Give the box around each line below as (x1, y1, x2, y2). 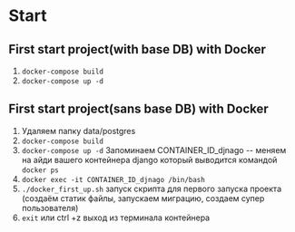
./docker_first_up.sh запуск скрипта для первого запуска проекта (21, 183, 282, 194)
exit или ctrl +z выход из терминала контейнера (21, 212, 211, 223)
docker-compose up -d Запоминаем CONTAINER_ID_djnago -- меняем (21, 144, 287, 155)
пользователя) (21, 202, 79, 213)
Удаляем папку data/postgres (21, 125, 136, 136)
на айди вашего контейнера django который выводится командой (21, 154, 278, 165)
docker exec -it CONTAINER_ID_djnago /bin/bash (21, 175, 205, 184)
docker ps (21, 165, 60, 175)
